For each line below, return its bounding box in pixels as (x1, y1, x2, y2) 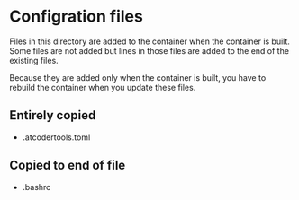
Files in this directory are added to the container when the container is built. (9, 36, 291, 47)
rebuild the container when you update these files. (9, 82, 196, 92)
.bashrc (22, 181, 51, 192)
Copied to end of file (9, 158, 126, 173)
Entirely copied (9, 108, 96, 123)
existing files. (9, 55, 59, 65)
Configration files (9, 6, 144, 27)
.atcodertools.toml (22, 132, 91, 143)
